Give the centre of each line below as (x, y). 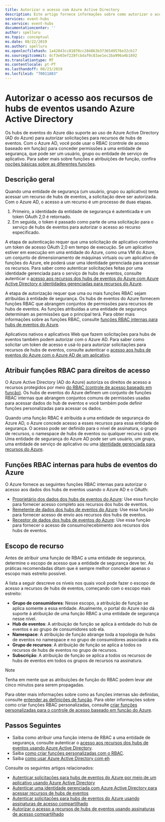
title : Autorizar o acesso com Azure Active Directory (62, 10)
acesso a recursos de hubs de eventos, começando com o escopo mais (78, 588)
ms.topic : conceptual (27, 37)
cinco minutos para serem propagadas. (45, 685)
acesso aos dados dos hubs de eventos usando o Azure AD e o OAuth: (77, 490)
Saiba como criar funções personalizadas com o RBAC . (68, 753)
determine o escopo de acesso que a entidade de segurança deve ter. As (79, 563)
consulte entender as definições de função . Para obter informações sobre (80, 700)
